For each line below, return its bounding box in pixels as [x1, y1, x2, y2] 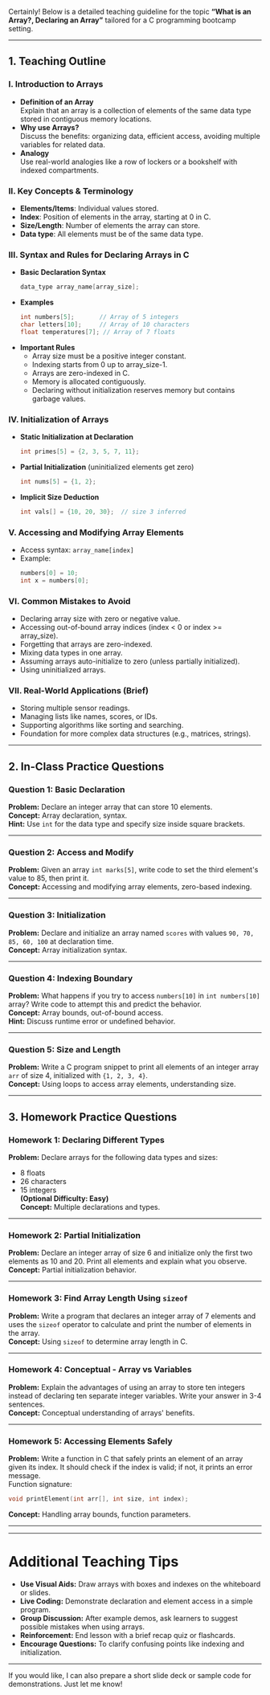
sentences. [8, 1399, 46, 1409]
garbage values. [31, 394, 86, 403]
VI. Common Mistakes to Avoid [8, 595, 131, 607]
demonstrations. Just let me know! [8, 1679, 123, 1689]
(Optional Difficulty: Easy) [19, 1193, 109, 1203]
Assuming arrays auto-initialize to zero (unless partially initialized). [19, 656, 240, 666]
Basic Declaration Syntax [19, 268, 106, 277]
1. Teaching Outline [8, 55, 107, 68]
